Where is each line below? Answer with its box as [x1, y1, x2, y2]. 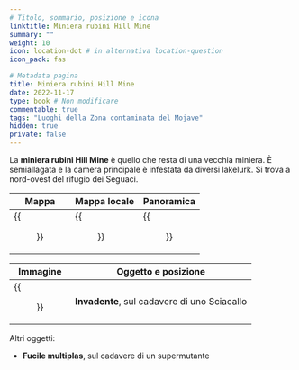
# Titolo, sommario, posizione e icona [9, 13, 159, 23]
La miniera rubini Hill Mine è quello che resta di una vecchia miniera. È [9, 155, 273, 165]
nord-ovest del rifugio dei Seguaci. [9, 174, 139, 185]
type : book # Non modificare [9, 96, 119, 105]
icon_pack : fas [9, 55, 67, 64]
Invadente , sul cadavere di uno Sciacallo [75, 295, 248, 307]
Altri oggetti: [9, 333, 56, 343]
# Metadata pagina [9, 71, 78, 81]
